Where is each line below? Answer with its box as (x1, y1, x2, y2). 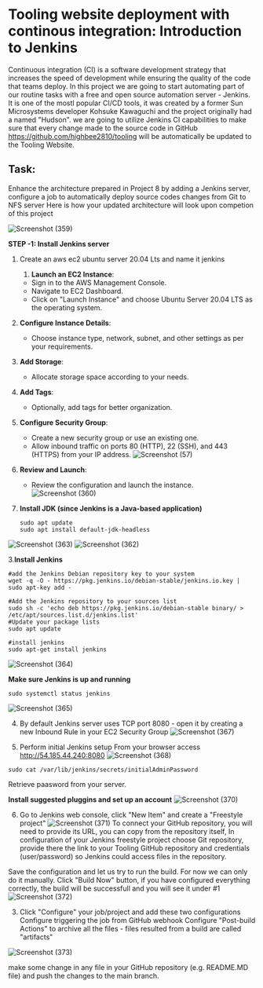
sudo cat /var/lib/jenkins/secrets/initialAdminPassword (8, 766, 199, 774)
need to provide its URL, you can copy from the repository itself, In (19, 826, 235, 836)
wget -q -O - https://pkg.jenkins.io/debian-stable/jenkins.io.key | (8, 576, 241, 584)
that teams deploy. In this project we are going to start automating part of (8, 81, 245, 91)
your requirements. (31, 342, 93, 351)
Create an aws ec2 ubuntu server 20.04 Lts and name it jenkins (19, 254, 225, 264)
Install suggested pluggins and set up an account (8, 795, 173, 804)
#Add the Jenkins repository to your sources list (8, 597, 177, 606)
